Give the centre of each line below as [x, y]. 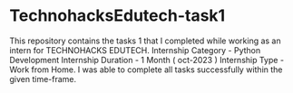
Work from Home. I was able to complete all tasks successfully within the [146, 70]
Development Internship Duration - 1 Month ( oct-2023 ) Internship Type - [146, 60]
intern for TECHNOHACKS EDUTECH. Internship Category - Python [135, 50]
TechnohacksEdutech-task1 [117, 16]
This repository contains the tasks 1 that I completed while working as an [145, 41]
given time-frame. [43, 79]
